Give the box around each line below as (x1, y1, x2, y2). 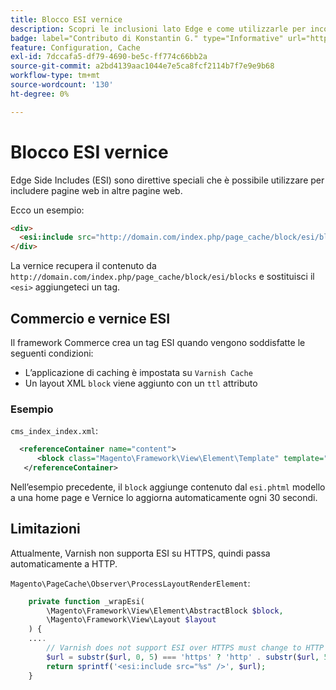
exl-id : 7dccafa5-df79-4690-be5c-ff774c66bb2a (10, 52, 208, 62)
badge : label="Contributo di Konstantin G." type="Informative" (10, 33, 284, 43)
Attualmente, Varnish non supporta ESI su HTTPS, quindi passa (10, 547, 271, 559)
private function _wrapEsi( (28, 596, 145, 606)
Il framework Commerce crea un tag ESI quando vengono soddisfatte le (10, 337, 306, 348)
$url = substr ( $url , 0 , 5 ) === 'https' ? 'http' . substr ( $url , (46, 652, 320, 662)
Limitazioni (10, 521, 81, 538)
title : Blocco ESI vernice (10, 14, 123, 25)
